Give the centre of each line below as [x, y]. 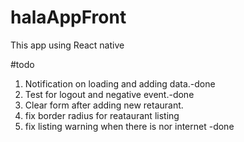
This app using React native [67, 45]
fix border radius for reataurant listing [102, 115]
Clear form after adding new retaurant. [104, 105]
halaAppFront [68, 17]
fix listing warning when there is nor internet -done [129, 126]
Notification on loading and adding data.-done [120, 83]
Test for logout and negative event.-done [109, 94]
